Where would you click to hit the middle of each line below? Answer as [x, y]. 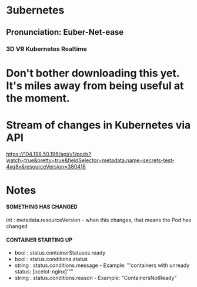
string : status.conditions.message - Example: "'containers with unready [102, 265]
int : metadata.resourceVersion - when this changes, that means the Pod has [99, 220]
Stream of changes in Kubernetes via [98, 125]
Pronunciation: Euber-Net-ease [65, 32]
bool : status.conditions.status [51, 259]
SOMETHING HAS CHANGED [42, 207]
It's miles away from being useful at [95, 85]
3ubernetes [35, 10]
